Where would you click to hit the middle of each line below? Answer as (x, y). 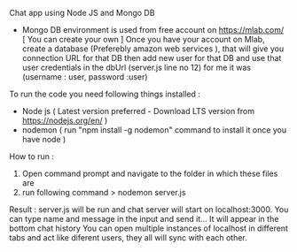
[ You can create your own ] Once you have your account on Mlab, (143, 39)
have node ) (44, 139)
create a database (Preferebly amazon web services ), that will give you (153, 49)
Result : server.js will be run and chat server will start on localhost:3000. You (149, 210)
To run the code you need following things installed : (105, 94)
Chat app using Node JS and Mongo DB (82, 13)
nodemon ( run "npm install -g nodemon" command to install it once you (154, 130)
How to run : (32, 157)
